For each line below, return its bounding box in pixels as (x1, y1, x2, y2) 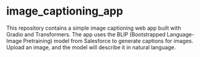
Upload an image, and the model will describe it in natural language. (6, 44, 176, 51)
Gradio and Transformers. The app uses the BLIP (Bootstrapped (6, 30, 165, 38)
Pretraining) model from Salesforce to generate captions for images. (23, 37, 194, 44)
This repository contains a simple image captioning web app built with (6, 24, 181, 32)
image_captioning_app (6, 4, 123, 18)
